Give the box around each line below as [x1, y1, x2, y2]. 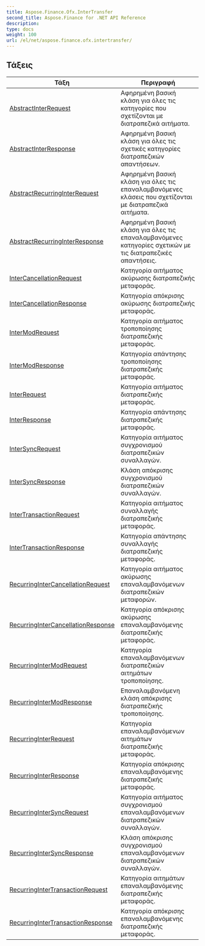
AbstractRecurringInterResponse [9, 237, 104, 246]
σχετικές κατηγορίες [120, 145, 181, 153]
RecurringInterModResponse [9, 697, 93, 706]
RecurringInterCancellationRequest [9, 580, 110, 588]
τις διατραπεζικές [120, 249, 173, 257]
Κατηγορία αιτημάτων [120, 874, 185, 882]
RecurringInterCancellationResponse [9, 620, 115, 629]
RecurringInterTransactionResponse [9, 918, 113, 926]
